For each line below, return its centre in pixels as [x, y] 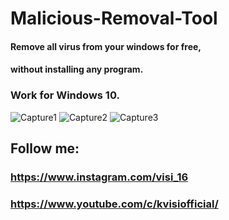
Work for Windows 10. [65, 95]
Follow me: [45, 148]
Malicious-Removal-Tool [114, 18]
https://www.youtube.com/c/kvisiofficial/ [114, 204]
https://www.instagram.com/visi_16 [99, 177]
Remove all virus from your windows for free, [106, 46]
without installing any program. [77, 69]
